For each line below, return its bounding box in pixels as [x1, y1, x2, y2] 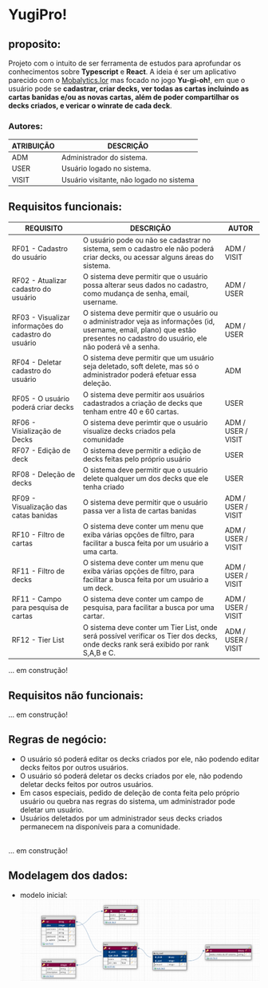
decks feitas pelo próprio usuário [82, 455, 191, 464]
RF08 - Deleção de [11, 469, 76, 479]
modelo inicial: [19, 890, 68, 899]
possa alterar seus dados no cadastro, [82, 280, 209, 289]
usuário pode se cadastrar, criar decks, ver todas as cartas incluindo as [8, 84, 250, 93]
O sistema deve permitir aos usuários [82, 389, 205, 400]
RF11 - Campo [11, 594, 62, 604]
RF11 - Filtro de [11, 566, 65, 576]
